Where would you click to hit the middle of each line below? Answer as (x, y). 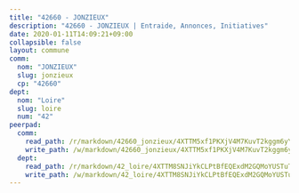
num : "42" (35, 117)
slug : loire (40, 109)
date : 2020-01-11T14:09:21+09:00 (71, 34)
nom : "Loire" (41, 100)
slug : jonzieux (45, 76)
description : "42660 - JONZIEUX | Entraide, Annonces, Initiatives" (139, 26)
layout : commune (39, 51)
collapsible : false (45, 42)
